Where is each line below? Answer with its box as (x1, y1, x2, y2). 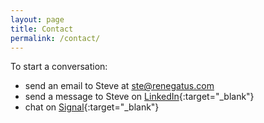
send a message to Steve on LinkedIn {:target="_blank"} (24, 91, 255, 103)
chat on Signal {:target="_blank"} (24, 101, 160, 113)
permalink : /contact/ (10, 33, 101, 43)
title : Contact (10, 24, 74, 34)
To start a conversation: (10, 61, 108, 73)
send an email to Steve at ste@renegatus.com (24, 80, 215, 92)
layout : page (10, 14, 65, 25)
